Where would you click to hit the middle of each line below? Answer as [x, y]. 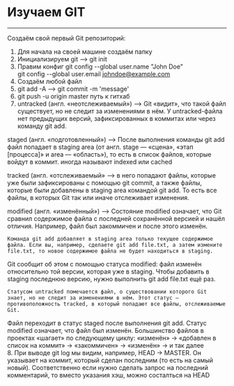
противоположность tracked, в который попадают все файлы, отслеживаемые [117, 304]
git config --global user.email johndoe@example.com [94, 73]
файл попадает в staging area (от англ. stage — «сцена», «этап [100, 147]
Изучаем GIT [46, 12]
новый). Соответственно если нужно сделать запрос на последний [108, 367]
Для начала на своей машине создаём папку [85, 51]
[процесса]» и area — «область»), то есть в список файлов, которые [109, 154]
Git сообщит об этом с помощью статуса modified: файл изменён [104, 264]
